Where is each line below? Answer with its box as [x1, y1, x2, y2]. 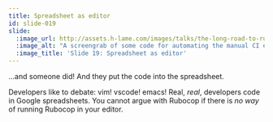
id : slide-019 [8, 19, 57, 27]
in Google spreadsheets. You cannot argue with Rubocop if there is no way [8, 96, 260, 105]
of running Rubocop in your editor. [8, 104, 123, 114]
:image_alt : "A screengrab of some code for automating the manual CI [15, 42, 260, 50]
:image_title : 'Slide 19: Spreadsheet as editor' [15, 49, 187, 57]
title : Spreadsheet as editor [8, 11, 111, 20]
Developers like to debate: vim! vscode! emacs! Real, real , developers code [8, 87, 261, 97]
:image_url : [15, 34, 57, 43]
